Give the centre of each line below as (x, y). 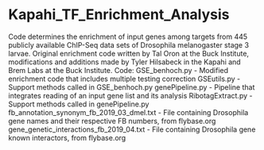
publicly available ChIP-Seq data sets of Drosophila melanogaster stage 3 (128, 44)
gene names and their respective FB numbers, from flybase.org (112, 121)
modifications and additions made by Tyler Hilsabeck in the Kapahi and (124, 62)
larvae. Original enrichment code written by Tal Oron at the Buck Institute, (128, 53)
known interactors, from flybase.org (67, 137)
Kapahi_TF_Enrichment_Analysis (119, 15)
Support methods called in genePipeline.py (79, 104)
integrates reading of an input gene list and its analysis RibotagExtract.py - (130, 95)
